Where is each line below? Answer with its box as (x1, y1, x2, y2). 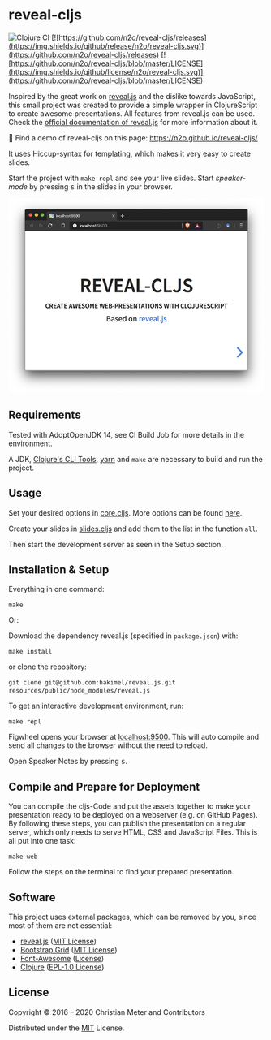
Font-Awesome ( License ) (19, 954, 105, 964)
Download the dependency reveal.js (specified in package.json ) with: (8, 631, 239, 641)
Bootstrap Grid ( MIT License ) (19, 945, 118, 955)
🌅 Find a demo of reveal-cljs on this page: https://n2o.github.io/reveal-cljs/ (8, 132, 258, 143)
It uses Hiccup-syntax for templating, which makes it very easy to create (8, 149, 252, 158)
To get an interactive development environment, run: (8, 701, 184, 711)
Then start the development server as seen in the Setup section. (8, 539, 223, 549)
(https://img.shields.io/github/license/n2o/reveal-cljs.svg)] (8, 67, 204, 76)
